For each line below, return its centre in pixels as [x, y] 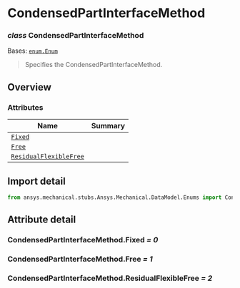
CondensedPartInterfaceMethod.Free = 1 [80, 259]
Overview [30, 87]
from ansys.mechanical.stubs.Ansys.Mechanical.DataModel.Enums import [115, 197]
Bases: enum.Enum [33, 51]
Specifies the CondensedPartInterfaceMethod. [94, 65]
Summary [108, 126]
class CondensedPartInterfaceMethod [76, 36]
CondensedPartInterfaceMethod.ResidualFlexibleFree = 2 [110, 278]
